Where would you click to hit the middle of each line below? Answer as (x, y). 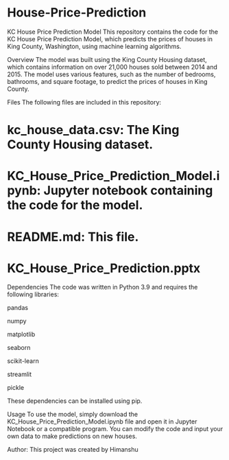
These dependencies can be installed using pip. (75, 401)
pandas (18, 308)
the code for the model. (75, 205)
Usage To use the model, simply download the (73, 415)
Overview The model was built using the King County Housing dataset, (107, 59)
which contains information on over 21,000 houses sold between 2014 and (112, 67)
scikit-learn (23, 361)
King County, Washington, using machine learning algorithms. (94, 46)
